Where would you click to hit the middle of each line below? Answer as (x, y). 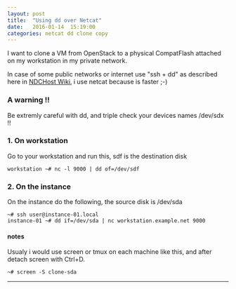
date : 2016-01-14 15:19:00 (52, 27)
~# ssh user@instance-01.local (53, 215)
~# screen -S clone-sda (42, 272)
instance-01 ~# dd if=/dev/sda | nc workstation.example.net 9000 (106, 221)
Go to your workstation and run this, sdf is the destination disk (97, 156)
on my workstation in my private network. (67, 61)
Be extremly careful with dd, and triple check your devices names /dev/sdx (116, 115)
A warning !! (29, 100)
